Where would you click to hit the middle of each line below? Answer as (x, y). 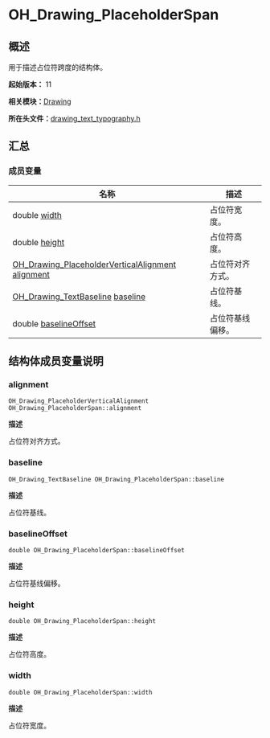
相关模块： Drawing (40, 101)
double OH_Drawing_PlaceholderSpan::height (82, 621)
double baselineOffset (54, 323)
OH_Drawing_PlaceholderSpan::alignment (75, 408)
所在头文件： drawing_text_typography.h (74, 119)
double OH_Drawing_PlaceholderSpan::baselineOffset (96, 550)
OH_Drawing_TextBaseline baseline (79, 297)
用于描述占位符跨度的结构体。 (57, 67)
